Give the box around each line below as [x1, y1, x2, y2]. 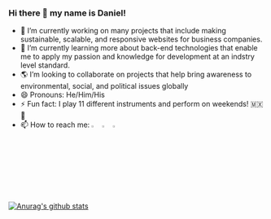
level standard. [20, 60, 71, 70]
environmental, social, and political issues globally [20, 81, 189, 91]
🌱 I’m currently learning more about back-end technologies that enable [20, 43, 258, 53]
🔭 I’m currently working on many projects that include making [20, 26, 226, 36]
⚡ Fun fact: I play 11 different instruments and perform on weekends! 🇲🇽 [20, 99, 264, 109]
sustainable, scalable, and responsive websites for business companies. [20, 34, 263, 44]
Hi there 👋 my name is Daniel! [8, 7, 126, 19]
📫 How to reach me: [20, 120, 90, 129]
